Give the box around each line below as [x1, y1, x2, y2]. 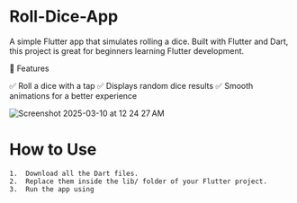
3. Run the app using [9, 184, 94, 194]
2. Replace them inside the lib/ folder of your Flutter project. [9, 177, 268, 186]
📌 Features [9, 63, 49, 74]
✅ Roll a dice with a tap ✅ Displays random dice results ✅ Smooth [9, 80, 254, 91]
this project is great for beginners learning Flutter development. [9, 45, 245, 56]
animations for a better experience [9, 90, 138, 101]
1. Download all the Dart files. [9, 169, 139, 178]
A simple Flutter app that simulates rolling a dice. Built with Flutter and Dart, [9, 36, 289, 47]
